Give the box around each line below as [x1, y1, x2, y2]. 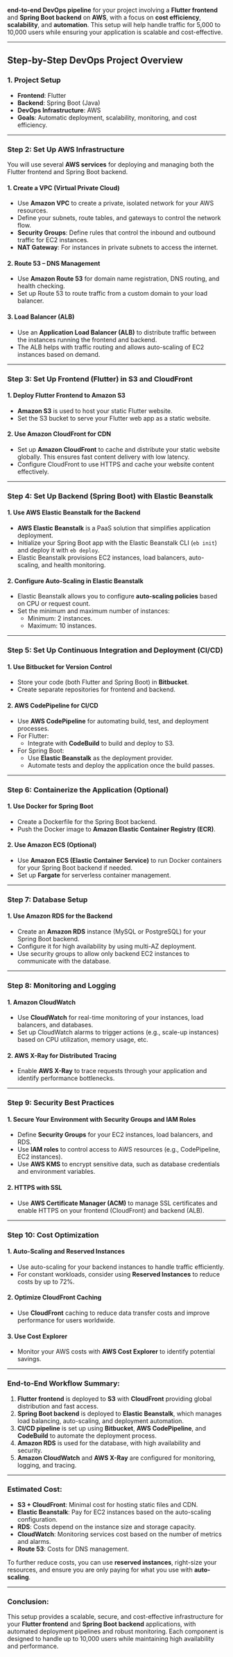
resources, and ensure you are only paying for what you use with [7, 1565, 193, 1574]
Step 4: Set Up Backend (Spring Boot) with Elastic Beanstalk [7, 491, 214, 501]
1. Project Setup [7, 76, 61, 85]
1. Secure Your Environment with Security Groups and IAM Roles [7, 1115, 196, 1123]
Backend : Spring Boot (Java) [17, 99, 101, 107]
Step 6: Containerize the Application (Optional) [7, 784, 169, 794]
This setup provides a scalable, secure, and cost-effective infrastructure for [7, 1613, 224, 1621]
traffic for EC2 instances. [17, 236, 89, 244]
